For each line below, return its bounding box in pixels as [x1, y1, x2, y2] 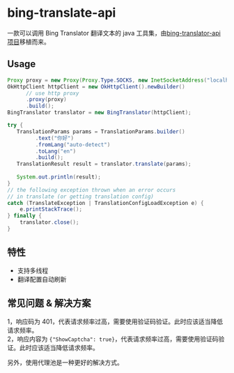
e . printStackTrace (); [19, 206, 82, 213]
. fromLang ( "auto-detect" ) [35, 141, 111, 148]
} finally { [7, 213, 42, 220]
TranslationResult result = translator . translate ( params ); [16, 160, 192, 168]
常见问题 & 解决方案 [7, 298, 92, 310]
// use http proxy [25, 89, 79, 97]
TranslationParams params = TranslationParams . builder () [16, 128, 186, 135]
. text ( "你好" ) [35, 135, 75, 142]
